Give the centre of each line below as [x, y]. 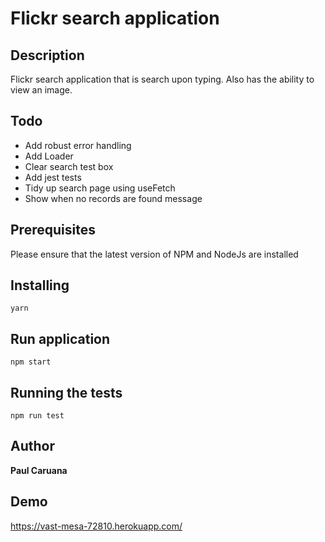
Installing [40, 285]
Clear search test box [69, 166]
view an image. [41, 90]
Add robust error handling [78, 145]
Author [32, 446]
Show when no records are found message [113, 198]
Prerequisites [53, 230]
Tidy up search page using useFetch [100, 188]
